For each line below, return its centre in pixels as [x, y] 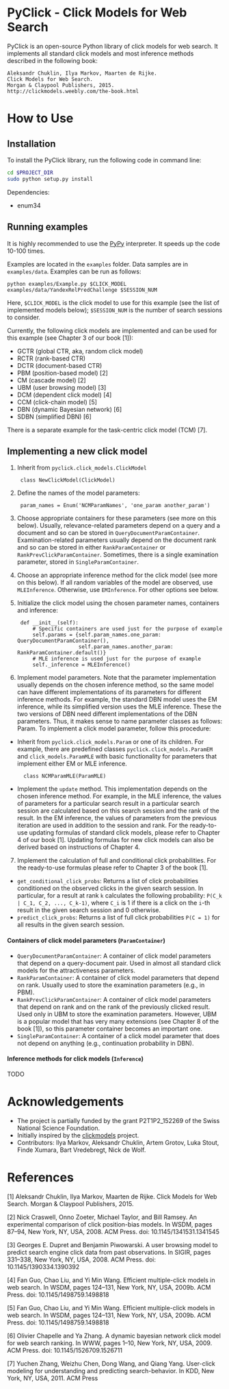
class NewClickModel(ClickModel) [68, 480]
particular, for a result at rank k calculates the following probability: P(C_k [119, 896]
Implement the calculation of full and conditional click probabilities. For [117, 861]
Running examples [48, 227]
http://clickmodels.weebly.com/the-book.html [73, 91]
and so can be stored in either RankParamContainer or [91, 548]
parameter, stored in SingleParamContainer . [78, 562]
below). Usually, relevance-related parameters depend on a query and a [118, 526]
